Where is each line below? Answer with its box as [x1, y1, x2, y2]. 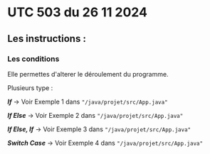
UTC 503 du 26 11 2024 [7, 4, 148, 21]
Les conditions [7, 54, 60, 64]
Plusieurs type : [7, 83, 53, 92]
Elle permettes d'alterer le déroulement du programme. [7, 70, 169, 78]
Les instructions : [7, 33, 87, 45]
